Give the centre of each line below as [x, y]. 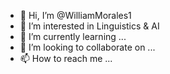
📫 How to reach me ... [66, 58]
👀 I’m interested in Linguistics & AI [89, 26]
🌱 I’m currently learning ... [73, 36]
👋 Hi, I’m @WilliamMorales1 [75, 15]
